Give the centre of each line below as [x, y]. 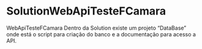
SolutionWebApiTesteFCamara [86, 11]
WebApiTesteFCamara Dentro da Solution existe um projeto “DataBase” [96, 28]
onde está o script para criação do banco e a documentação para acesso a [101, 34]
